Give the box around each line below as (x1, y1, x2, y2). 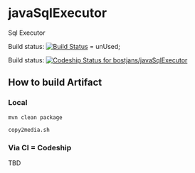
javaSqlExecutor (8, 5, 107, 21)
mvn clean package (8, 113, 63, 121)
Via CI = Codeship (8, 143, 72, 152)
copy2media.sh (8, 126, 51, 133)
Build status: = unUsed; (8, 42, 120, 50)
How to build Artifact (8, 77, 102, 89)
